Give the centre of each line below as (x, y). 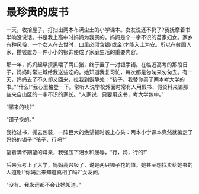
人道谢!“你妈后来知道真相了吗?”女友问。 (55, 172)
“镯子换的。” (20, 119)
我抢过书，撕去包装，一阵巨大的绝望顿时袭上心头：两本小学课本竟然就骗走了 (99, 132)
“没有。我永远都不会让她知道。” (44, 185)
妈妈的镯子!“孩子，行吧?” (36, 139)
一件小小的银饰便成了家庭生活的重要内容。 (89, 52)
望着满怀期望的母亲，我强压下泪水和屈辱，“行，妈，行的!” (77, 152)
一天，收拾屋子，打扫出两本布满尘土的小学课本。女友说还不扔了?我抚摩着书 (98, 30)
